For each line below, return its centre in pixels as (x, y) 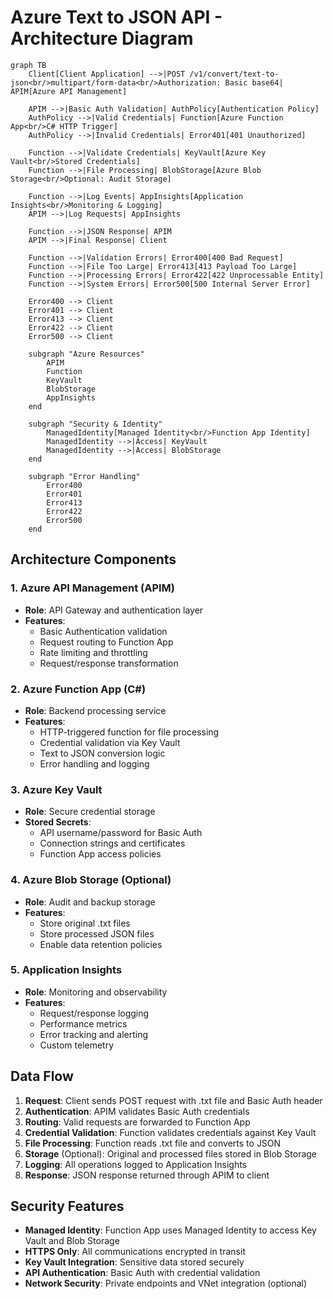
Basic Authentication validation (103, 631)
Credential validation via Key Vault (110, 742)
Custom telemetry (77, 1045)
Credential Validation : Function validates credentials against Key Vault (170, 1132)
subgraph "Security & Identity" (95, 424)
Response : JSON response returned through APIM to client (147, 1175)
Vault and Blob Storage (72, 1241)
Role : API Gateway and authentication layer (114, 610)
